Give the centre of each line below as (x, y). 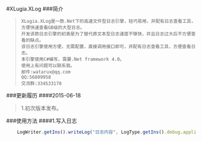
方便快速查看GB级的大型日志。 (53, 27)
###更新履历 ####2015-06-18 (44, 95)
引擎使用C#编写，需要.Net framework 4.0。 (75, 59)
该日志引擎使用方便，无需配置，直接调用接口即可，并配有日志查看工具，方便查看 (106, 47)
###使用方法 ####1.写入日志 (41, 121)
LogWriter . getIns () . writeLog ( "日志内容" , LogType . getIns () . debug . (100, 132)
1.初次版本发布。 (41, 108)
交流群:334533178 (41, 84)
